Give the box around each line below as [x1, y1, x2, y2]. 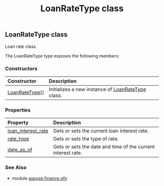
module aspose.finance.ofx [12, 175, 67, 181]
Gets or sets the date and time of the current [53, 144, 155, 150]
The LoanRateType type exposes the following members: [5, 53, 120, 59]
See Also [5, 164, 27, 171]
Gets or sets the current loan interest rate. [53, 127, 149, 134]
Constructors [5, 65, 38, 72]
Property [7, 119, 29, 126]
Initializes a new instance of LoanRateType [48, 86, 146, 93]
